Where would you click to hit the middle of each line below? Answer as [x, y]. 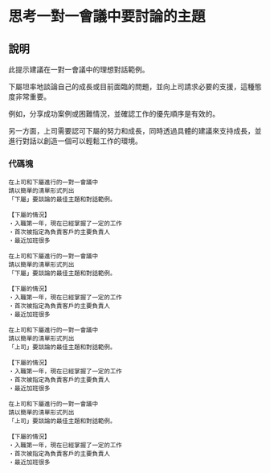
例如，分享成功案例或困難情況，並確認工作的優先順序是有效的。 [114, 114]
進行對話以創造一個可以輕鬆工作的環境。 [75, 141]
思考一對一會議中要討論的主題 [107, 16]
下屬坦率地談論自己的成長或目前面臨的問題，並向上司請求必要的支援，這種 [131, 86]
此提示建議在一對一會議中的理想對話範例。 [79, 70]
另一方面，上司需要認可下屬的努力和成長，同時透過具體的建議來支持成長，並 [135, 131]
